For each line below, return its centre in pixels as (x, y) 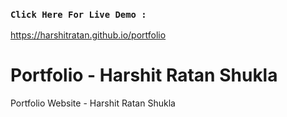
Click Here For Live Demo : (78, 14)
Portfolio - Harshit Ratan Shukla (144, 75)
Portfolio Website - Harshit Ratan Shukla (93, 103)
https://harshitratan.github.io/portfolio (88, 35)
